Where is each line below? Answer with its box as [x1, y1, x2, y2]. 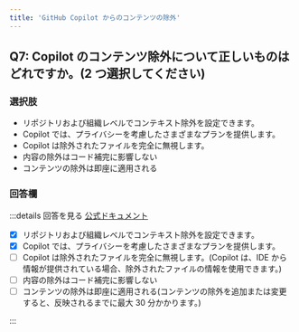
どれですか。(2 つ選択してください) [9, 66, 206, 81]
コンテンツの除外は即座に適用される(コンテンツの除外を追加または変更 [22, 286, 287, 297]
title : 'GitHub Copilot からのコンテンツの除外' [9, 13, 181, 23]
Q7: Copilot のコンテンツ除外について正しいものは [9, 49, 290, 64]
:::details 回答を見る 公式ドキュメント [9, 210, 149, 221]
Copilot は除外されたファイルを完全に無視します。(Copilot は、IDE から [22, 251, 287, 262]
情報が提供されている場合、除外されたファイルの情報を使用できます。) [22, 263, 283, 274]
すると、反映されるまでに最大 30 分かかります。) [22, 297, 201, 308]
